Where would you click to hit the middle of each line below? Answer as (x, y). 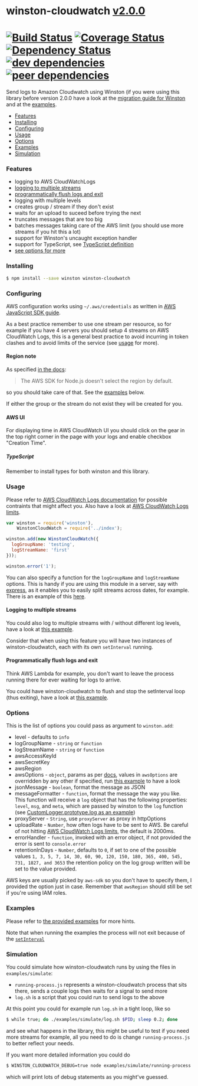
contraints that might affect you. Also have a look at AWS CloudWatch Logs (97, 506)
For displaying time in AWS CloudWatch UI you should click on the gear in (95, 431)
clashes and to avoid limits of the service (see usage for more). (82, 343)
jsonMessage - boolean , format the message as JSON (80, 787)
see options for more (40, 251)
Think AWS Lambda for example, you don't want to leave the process (90, 674)
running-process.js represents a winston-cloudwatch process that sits (101, 984)
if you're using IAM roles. (37, 893)
